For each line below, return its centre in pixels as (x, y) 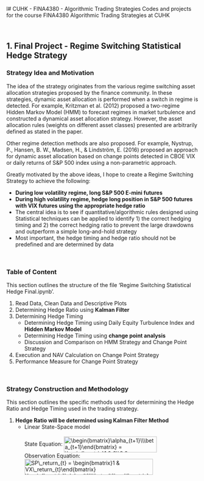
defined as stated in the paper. (45, 131)
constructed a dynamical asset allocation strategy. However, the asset (94, 119)
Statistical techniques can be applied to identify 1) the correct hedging (103, 218)
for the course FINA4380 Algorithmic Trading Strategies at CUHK (88, 15)
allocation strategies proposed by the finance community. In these (89, 92)
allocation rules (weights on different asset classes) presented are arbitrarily (102, 125)
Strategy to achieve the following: (48, 181)
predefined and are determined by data (64, 244)
